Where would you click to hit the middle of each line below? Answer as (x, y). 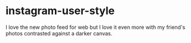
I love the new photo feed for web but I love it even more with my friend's (95, 27)
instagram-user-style (60, 11)
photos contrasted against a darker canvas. (59, 33)
